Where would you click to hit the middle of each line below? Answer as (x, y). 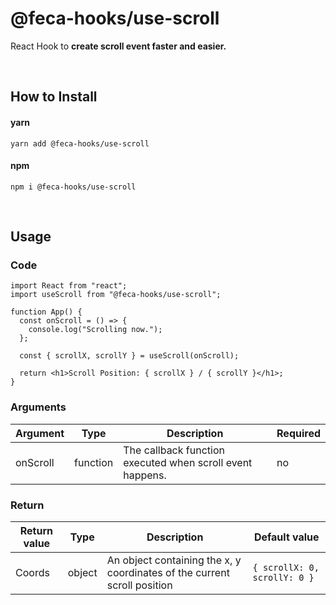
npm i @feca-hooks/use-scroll (73, 187)
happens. (145, 475)
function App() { (46, 312)
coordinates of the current (168, 573)
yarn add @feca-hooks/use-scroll (80, 143)
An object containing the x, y (174, 560)
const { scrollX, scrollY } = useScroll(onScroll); (129, 356)
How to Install (54, 97)
